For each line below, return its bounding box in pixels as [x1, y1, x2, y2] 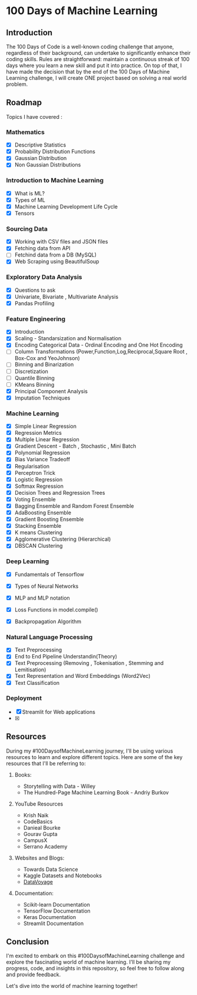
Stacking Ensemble [14, 523, 62, 530]
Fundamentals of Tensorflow [14, 571, 84, 578]
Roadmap [6, 98, 42, 108]
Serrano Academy [23, 843, 68, 850]
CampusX [23, 837, 48, 844]
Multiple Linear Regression [14, 436, 79, 443]
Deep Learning [6, 557, 49, 565]
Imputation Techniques [14, 394, 71, 401]
